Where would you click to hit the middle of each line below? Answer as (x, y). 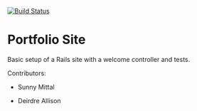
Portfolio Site (47, 40)
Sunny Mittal (36, 87)
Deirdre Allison (39, 100)
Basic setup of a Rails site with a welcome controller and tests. (99, 59)
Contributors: (27, 73)
